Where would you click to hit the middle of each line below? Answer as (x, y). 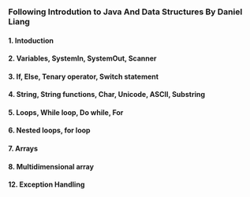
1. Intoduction (31, 40)
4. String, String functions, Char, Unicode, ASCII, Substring (106, 95)
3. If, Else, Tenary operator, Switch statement (84, 76)
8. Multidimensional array (51, 166)
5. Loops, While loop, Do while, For (66, 112)
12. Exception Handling (47, 184)
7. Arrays (23, 149)
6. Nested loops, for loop (49, 130)
